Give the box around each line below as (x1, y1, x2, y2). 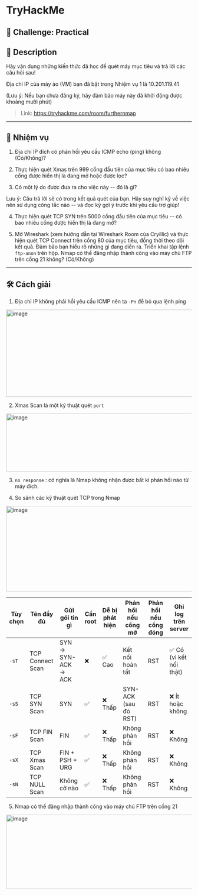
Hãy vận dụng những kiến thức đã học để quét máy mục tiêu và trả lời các (6, 63, 186, 70)
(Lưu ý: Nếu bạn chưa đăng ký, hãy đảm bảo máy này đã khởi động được (6, 92, 183, 99)
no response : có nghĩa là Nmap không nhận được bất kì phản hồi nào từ (14, 477, 189, 484)
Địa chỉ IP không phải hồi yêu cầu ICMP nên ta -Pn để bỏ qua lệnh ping (14, 298, 187, 305)
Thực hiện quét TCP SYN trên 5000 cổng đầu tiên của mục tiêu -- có (14, 213, 183, 220)
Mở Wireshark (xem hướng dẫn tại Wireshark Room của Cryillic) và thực (14, 231, 189, 238)
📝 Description (6, 47, 57, 57)
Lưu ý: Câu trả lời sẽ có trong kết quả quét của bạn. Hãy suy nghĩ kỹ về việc (6, 195, 190, 202)
